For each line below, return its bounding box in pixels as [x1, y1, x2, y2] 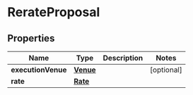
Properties [7, 32, 55, 44]
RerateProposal [7, 4, 100, 20]
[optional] [149, 65, 182, 75]
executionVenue [11, 65, 67, 75]
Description [103, 53, 144, 63]
